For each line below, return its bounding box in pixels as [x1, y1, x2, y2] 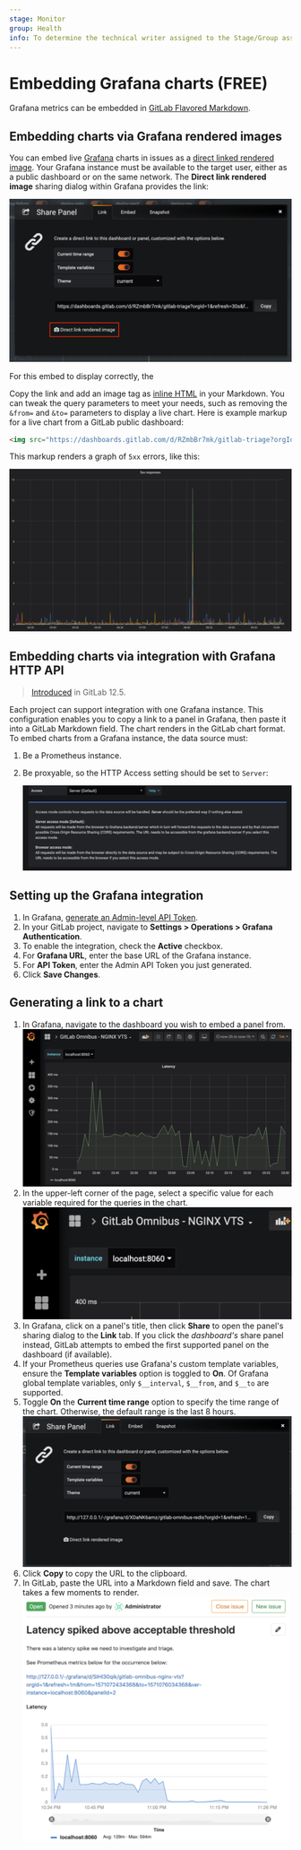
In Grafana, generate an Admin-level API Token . [21, 912, 199, 922]
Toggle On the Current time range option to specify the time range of [21, 1396, 279, 1407]
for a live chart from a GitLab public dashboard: [9, 417, 184, 428]
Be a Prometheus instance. [21, 749, 123, 761]
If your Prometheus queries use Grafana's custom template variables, [21, 1359, 279, 1370]
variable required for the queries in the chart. [21, 1197, 188, 1208]
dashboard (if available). [21, 1349, 113, 1360]
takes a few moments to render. [21, 1587, 140, 1598]
